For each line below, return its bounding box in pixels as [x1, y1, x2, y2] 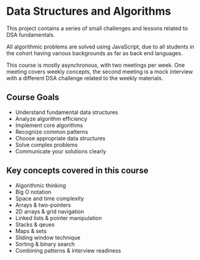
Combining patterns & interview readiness [15, 247, 121, 254]
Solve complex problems [15, 141, 78, 148]
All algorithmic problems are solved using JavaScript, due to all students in [6, 43, 194, 50]
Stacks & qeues [15, 221, 55, 228]
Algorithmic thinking [15, 182, 66, 189]
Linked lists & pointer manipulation [15, 214, 102, 221]
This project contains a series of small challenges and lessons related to [6, 25, 188, 32]
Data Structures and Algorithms [6, 4, 171, 18]
